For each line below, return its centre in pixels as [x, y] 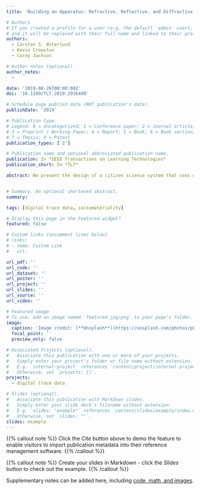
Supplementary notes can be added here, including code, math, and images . [100, 480]
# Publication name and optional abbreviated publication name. [87, 154]
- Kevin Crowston [33, 50]
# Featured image [28, 311]
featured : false [26, 224]
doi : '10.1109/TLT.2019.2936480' [48, 94]
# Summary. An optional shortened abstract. [62, 191]
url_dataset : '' [26, 273]
